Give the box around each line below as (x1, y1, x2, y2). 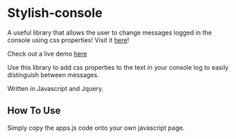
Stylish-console (7, 5, 103, 21)
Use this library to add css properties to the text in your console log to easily (7, 63, 229, 71)
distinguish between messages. (7, 71, 99, 79)
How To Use (7, 104, 61, 117)
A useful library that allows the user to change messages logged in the (7, 28, 213, 37)
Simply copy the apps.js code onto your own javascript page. (7, 123, 185, 132)
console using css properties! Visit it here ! (7, 35, 130, 44)
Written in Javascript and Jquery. (7, 84, 104, 92)
